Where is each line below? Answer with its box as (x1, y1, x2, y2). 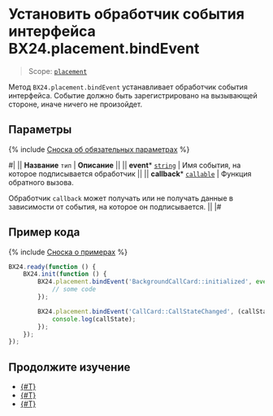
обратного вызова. (8, 177, 75, 187)
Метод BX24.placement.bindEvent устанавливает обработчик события (8, 82, 248, 92)
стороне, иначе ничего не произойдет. (8, 99, 143, 109)
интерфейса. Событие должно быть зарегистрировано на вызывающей (8, 90, 258, 100)
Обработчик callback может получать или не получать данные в (8, 193, 234, 203)
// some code (51, 285, 96, 293)
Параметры (8, 123, 72, 136)
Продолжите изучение (8, 360, 131, 374)
